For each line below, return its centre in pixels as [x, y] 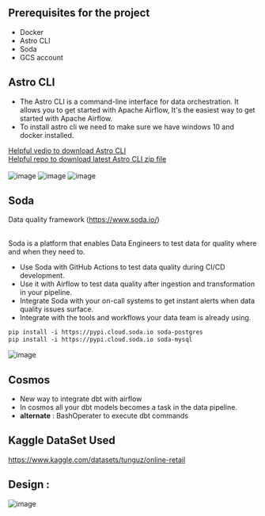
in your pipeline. [46, 292]
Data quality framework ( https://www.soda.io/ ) [84, 220]
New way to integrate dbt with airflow [81, 399]
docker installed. [47, 135]
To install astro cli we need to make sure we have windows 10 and [127, 127]
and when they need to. [47, 252]
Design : [29, 485]
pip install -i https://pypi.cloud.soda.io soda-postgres [106, 332]
